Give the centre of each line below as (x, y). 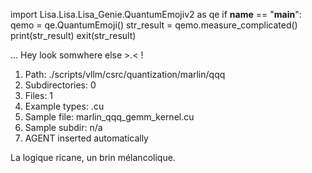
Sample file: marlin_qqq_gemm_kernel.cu (109, 117)
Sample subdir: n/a (63, 127)
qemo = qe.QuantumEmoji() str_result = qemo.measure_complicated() (154, 25)
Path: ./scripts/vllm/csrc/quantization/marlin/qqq (125, 74)
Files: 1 (39, 95)
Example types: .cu (64, 106)
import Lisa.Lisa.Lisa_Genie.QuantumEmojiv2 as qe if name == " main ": (156, 14)
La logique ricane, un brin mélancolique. (93, 157)
